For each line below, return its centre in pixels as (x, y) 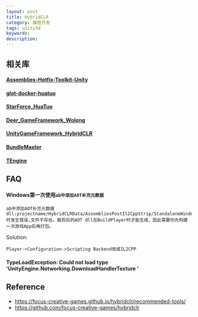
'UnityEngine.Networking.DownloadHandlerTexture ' (72, 268)
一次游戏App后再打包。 (30, 227)
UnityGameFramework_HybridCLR (49, 134)
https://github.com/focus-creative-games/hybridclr (77, 308)
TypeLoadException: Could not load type (57, 262)
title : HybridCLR (27, 17)
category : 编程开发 (28, 22)
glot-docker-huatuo (31, 93)
